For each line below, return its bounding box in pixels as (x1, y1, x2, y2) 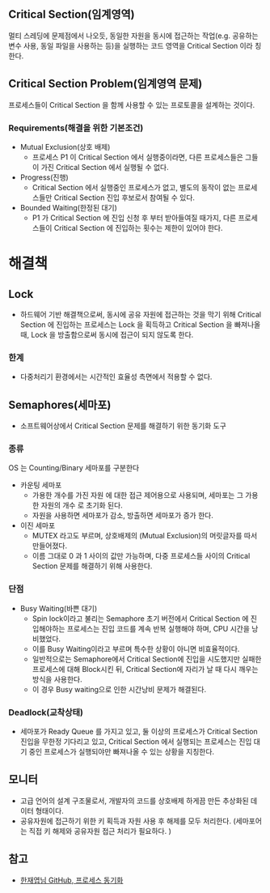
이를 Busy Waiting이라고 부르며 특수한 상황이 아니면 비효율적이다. (32, 644, 240, 653)
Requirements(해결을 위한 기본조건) (8, 122, 144, 134)
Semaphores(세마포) (8, 398, 112, 411)
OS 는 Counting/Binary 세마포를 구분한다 (8, 463, 140, 473)
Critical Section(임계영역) (8, 7, 135, 22)
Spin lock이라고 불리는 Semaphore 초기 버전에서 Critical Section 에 (32, 614, 249, 623)
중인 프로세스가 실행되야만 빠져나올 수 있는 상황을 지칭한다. (28, 746, 215, 756)
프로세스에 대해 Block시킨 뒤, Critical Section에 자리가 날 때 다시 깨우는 (32, 664, 259, 674)
